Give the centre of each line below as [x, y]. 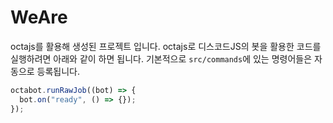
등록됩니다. [58, 71]
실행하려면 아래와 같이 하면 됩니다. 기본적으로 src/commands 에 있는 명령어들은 [161, 58]
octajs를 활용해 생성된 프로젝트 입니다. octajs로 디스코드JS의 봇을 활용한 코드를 [166, 46]
